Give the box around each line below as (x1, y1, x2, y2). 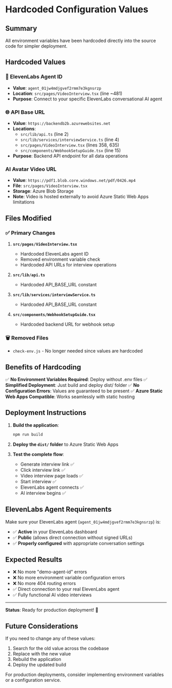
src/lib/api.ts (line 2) (20, 131, 69, 137)
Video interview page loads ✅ (20, 472, 83, 478)
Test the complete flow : (12, 451, 64, 457)
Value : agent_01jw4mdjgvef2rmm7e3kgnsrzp (12, 85, 101, 91)
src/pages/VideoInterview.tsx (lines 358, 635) (20, 142, 119, 148)
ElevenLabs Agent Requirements (5, 505, 112, 514)
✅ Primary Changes (5, 229, 55, 236)
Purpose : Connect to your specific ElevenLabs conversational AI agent (12, 96, 162, 102)
